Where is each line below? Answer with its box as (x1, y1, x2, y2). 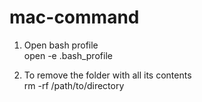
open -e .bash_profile (23, 49, 113, 61)
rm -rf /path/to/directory (23, 79, 125, 91)
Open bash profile (23, 39, 99, 51)
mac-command (9, 6, 140, 29)
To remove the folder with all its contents (23, 69, 192, 81)
